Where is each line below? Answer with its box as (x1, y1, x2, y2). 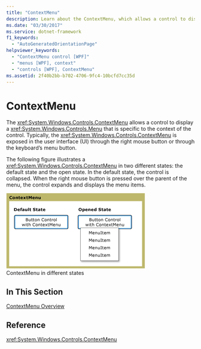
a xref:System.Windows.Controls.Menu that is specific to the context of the (6, 125, 191, 133)
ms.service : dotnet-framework (6, 29, 82, 35)
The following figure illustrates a (6, 156, 86, 163)
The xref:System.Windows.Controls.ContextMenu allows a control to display (6, 119, 194, 126)
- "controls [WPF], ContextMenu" (11, 66, 95, 72)
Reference (6, 320, 46, 330)
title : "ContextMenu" (6, 10, 60, 16)
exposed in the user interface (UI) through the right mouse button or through (6, 138, 195, 145)
